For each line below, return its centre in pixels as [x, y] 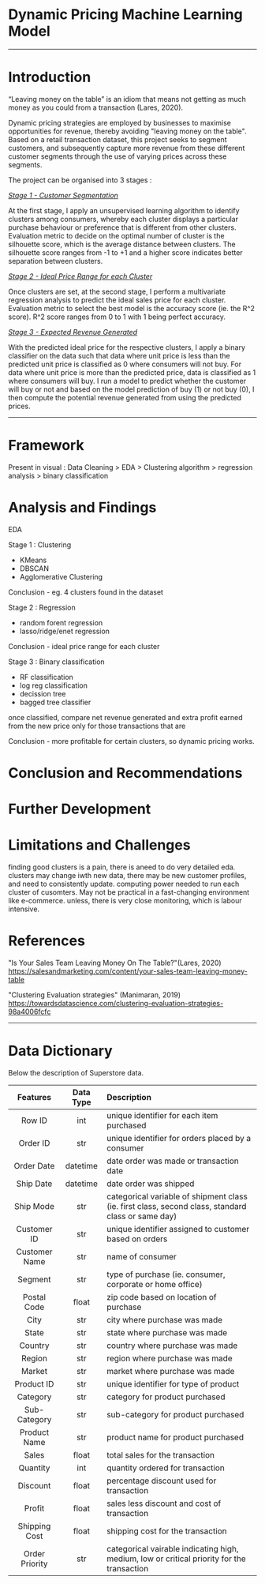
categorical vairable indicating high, [172, 1548]
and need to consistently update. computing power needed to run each [124, 884]
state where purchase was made [166, 1332]
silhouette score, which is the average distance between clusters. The [122, 244]
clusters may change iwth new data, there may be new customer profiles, [127, 876]
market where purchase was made [170, 1371]
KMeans [33, 560]
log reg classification [54, 685]
